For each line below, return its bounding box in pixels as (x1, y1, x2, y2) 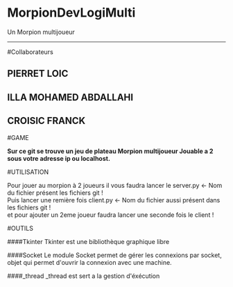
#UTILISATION (7, 168, 49, 176)
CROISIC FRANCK (7, 115, 85, 127)
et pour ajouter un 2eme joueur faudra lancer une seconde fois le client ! (7, 210, 214, 219)
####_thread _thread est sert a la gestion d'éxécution (7, 272, 160, 280)
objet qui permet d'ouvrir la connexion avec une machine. (7, 258, 172, 266)
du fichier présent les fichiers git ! (7, 189, 103, 197)
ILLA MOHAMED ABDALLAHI (7, 92, 134, 103)
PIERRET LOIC (7, 68, 69, 80)
